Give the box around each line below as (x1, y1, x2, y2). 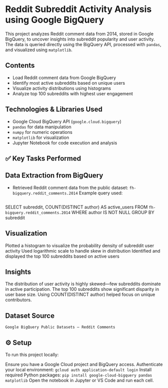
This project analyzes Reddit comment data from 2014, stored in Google (5, 31, 154, 37)
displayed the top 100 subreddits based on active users (5, 253, 119, 259)
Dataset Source (5, 311, 55, 320)
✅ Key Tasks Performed (5, 154, 81, 162)
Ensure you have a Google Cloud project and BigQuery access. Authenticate (5, 361, 163, 367)
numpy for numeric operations (12, 129, 73, 135)
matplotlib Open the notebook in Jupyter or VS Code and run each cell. (5, 377, 154, 383)
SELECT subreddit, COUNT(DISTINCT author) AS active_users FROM (5, 204, 148, 210)
